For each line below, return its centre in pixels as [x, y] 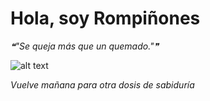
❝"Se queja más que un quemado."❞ [85, 46]
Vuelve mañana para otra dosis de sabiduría [102, 84]
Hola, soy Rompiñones [105, 18]
